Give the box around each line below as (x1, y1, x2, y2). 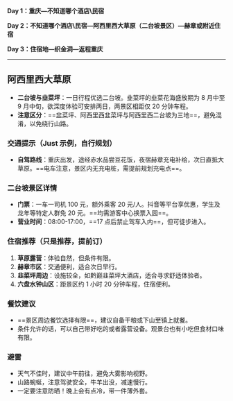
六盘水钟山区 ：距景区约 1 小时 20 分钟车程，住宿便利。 (17, 280, 175, 288)
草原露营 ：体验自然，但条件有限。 (17, 253, 115, 262)
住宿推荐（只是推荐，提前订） (7, 237, 107, 246)
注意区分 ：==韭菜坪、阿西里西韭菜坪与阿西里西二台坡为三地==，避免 (17, 110, 216, 119)
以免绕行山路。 (29, 119, 73, 128)
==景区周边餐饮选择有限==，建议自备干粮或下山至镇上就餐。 (17, 316, 192, 324)
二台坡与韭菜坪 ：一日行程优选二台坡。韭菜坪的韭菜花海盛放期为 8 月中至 (17, 93, 225, 101)
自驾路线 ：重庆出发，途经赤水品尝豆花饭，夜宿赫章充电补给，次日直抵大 (17, 155, 224, 164)
